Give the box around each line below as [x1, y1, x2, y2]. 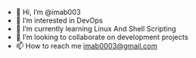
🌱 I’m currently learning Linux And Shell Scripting [15, 24, 177, 33]
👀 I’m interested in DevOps [15, 16, 103, 25]
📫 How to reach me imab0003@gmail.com [15, 42, 158, 50]
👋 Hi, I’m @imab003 [15, 8, 81, 16]
